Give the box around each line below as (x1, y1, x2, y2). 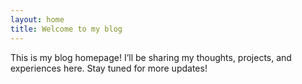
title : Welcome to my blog (10, 24, 123, 34)
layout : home (10, 14, 65, 25)
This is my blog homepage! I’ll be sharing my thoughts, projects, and (10, 51, 292, 63)
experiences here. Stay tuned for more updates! (10, 62, 208, 74)
